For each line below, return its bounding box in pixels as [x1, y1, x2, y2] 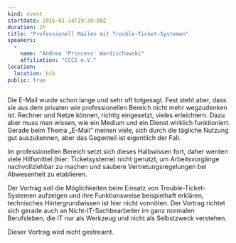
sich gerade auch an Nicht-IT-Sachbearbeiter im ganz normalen [7, 207, 195, 215]
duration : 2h [7, 23, 46, 31]
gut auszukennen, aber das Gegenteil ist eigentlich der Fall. [7, 134, 181, 142]
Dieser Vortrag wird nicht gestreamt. [7, 228, 114, 237]
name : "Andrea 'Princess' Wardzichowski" [20, 50, 144, 58]
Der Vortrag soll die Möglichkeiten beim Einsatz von [7, 184, 159, 193]
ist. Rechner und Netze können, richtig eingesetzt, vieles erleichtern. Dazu [7, 111, 225, 119]
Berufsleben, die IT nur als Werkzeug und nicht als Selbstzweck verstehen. [7, 214, 227, 222]
